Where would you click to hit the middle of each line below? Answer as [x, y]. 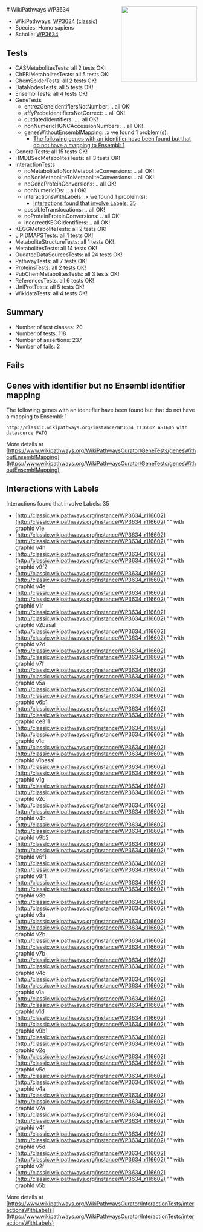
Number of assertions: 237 [48, 340]
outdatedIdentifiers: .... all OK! [61, 119]
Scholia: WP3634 [37, 34]
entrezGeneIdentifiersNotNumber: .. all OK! [77, 106]
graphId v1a [30, 992]
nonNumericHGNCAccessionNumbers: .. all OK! [83, 126]
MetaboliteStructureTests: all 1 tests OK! [64, 241]
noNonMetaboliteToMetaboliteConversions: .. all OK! [89, 177]
